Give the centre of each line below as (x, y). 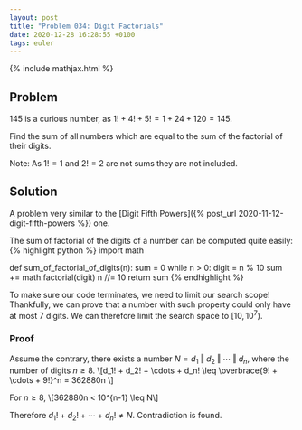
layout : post (34, 18)
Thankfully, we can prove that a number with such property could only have (150, 304)
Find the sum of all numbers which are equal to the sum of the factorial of (146, 136)
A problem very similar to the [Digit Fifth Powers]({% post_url (123, 213)
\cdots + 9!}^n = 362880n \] (62, 379)
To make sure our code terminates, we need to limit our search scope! (140, 294)
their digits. (30, 146)
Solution (33, 192)
